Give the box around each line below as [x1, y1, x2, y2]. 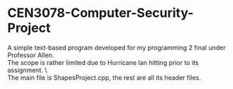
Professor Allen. [7, 51, 55, 59]
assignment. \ [7, 66, 48, 74]
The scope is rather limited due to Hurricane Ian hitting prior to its [7, 58, 199, 66]
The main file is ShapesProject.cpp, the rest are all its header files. [7, 73, 201, 82]
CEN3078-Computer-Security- [7, 5, 194, 21]
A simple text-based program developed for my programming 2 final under [7, 43, 226, 52]
